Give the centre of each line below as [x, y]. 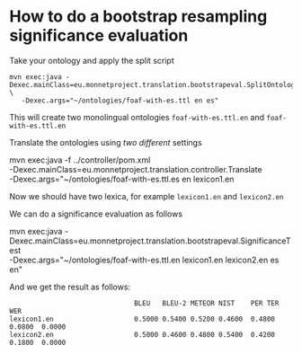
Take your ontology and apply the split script [92, 60]
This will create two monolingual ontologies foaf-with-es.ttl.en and [137, 117]
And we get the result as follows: [70, 287]
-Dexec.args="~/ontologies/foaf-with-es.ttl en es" [120, 101]
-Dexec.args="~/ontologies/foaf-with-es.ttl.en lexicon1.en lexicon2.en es [144, 260]
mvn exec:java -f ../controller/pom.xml [80, 160]
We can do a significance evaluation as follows [96, 214]
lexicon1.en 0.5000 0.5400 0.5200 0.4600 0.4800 [142, 319]
